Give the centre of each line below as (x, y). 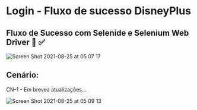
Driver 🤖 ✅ (26, 42)
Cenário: (23, 75)
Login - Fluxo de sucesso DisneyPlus (99, 11)
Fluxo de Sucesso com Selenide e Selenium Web (98, 33)
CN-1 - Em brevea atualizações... (47, 89)
